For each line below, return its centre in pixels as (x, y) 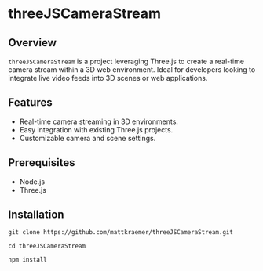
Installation (36, 215)
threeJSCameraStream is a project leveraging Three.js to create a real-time (126, 61)
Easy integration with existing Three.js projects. (96, 129)
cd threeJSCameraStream (47, 246)
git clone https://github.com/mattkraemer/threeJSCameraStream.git (121, 233)
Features (30, 103)
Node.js (32, 182)
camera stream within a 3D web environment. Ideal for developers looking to (132, 70)
